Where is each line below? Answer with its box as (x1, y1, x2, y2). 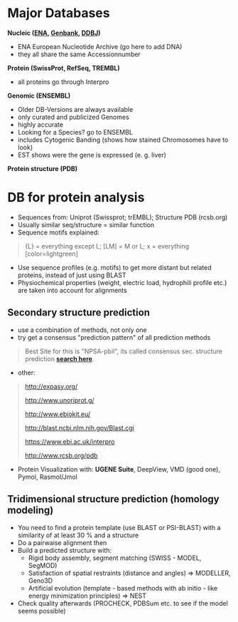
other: (17, 368, 36, 377)
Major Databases (7, 5, 110, 21)
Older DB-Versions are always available (17, 105, 134, 113)
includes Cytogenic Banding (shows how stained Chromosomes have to (17, 135, 229, 144)
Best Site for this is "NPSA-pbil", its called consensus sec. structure (24, 347, 222, 356)
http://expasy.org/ (24, 382, 78, 390)
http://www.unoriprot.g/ (24, 395, 94, 404)
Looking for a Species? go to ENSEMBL (17, 128, 134, 136)
